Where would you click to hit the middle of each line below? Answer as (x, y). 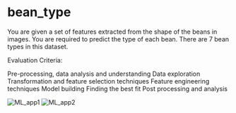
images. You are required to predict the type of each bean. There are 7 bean (118, 39)
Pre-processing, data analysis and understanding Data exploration (104, 74)
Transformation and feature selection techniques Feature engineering (108, 81)
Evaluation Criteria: (35, 60)
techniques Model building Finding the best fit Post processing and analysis (118, 88)
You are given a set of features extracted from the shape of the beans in (112, 32)
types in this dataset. (38, 46)
